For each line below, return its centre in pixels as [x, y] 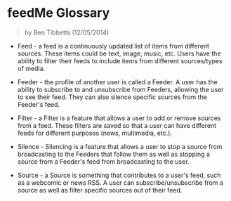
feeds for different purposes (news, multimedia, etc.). [95, 133]
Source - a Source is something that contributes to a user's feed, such [119, 175]
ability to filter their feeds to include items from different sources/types [120, 60]
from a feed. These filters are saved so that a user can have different [117, 125]
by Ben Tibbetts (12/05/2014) [67, 32]
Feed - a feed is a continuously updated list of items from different [113, 46]
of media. [31, 68]
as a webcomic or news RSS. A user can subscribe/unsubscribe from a [120, 182]
